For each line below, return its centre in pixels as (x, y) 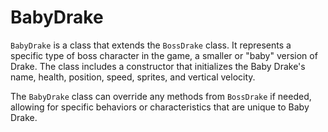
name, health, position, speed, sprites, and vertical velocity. (133, 77)
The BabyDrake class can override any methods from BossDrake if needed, (161, 96)
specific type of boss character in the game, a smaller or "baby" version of (164, 55)
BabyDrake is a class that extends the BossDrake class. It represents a (151, 45)
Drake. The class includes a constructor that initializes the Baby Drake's (158, 66)
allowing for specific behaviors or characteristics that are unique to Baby (160, 107)
